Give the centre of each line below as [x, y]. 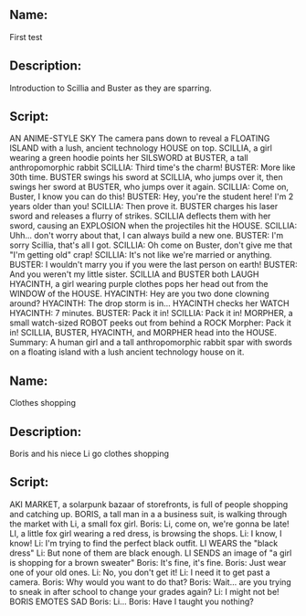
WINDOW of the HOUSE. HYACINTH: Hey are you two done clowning [139, 294]
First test [26, 37]
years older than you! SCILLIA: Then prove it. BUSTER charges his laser [144, 207]
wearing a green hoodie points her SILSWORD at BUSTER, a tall [129, 158]
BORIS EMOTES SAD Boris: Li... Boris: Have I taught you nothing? [132, 601]
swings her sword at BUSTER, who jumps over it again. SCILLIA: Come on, [149, 187]
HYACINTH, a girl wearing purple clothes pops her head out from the [139, 284]
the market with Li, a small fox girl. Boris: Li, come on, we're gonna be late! [149, 524]
